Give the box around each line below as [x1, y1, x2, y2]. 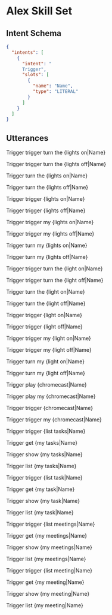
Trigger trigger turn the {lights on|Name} [6, 149, 106, 156]
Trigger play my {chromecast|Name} [6, 393, 97, 400]
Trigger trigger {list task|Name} [6, 474, 83, 481]
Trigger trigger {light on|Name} [6, 312, 82, 319]
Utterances [6, 133, 49, 143]
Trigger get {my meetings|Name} [6, 532, 88, 539]
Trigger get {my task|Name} [6, 486, 75, 493]
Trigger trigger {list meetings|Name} [6, 520, 95, 528]
